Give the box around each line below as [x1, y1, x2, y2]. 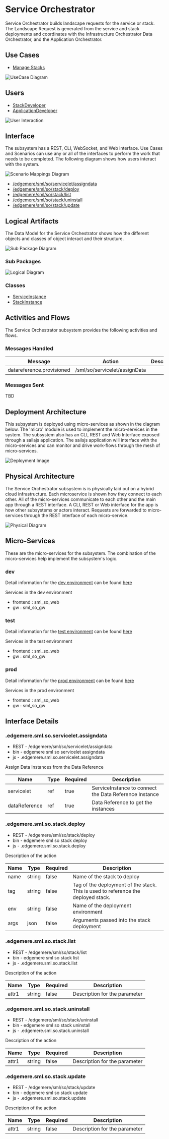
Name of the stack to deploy [72, 873, 140, 880]
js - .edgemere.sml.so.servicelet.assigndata [12, 754, 104, 760]
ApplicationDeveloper [12, 107, 58, 113]
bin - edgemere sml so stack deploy [12, 837, 88, 843]
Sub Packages [5, 258, 41, 265]
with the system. [5, 161, 40, 167]
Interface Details [5, 717, 59, 725]
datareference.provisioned [8, 366, 70, 373]
